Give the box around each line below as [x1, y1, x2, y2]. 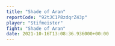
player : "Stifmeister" [6, 20, 63, 26]
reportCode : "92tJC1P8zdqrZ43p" [6, 14, 87, 20]
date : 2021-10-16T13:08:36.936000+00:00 [6, 31, 110, 37]
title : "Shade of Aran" [6, 8, 66, 15]
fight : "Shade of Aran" [6, 25, 66, 32]
